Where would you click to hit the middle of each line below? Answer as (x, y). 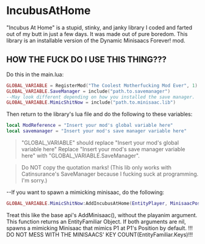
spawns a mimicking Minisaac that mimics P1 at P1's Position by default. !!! (100, 228)
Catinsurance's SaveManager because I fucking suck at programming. (110, 174)
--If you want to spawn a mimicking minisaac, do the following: (85, 192)
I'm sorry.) (34, 180)
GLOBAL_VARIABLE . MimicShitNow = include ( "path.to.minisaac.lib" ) (91, 102)
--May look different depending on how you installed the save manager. (101, 97)
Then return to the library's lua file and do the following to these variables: (99, 114)
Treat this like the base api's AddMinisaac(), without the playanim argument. (102, 215)
